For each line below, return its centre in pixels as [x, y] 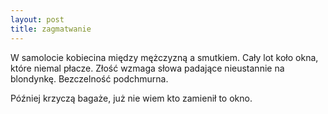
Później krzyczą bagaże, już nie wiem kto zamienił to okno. [131, 98]
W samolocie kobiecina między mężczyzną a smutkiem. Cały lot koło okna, [164, 57]
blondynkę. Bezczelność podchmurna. [89, 78]
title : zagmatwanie [51, 29]
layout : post [37, 19]
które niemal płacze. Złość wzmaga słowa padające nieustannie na [147, 68]
